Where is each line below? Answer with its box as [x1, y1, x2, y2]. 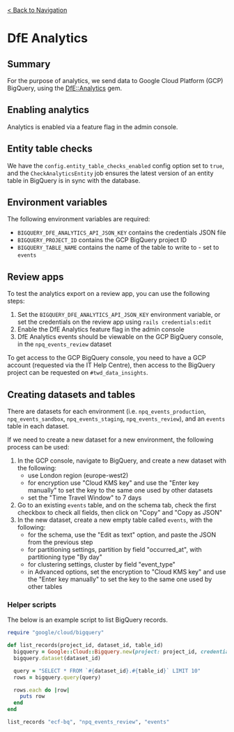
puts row [19, 693, 45, 700]
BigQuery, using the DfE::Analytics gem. [7, 84, 123, 92]
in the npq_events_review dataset [17, 340, 112, 348]
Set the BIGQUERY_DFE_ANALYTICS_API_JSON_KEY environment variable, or [17, 311, 221, 319]
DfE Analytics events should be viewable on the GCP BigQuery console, [17, 333, 224, 341]
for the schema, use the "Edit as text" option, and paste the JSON [27, 530, 217, 539]
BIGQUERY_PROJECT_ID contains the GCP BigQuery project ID [17, 236, 187, 244]
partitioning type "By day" [27, 553, 102, 561]
